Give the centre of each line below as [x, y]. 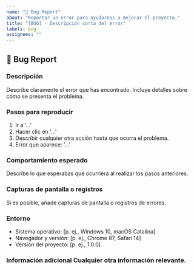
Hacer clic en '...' [36, 132]
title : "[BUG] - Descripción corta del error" [66, 23]
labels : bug [21, 29]
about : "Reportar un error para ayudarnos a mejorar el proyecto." [93, 18]
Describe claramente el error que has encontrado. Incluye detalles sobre [97, 89]
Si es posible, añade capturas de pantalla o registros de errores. [86, 202]
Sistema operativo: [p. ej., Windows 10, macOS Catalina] [85, 231]
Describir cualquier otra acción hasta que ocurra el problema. [92, 138]
